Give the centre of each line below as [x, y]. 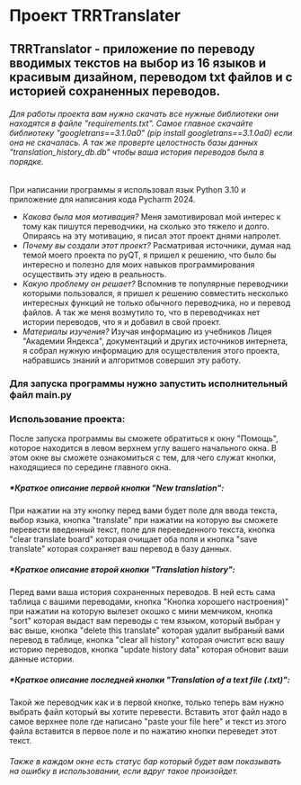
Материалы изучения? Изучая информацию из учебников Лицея [147, 331]
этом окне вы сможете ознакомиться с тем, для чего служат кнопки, [143, 457]
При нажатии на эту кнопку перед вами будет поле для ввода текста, [143, 510]
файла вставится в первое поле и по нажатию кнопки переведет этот [143, 731]
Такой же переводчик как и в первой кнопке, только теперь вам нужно [147, 702]
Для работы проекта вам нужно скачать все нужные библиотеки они [144, 114]
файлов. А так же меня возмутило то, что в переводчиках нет [141, 312]
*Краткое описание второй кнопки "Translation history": [122, 569]
